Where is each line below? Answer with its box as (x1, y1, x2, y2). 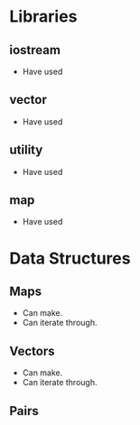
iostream (9, 42, 61, 58)
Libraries (9, 6, 78, 27)
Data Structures (9, 248, 131, 268)
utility (9, 143, 43, 158)
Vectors (9, 343, 55, 358)
